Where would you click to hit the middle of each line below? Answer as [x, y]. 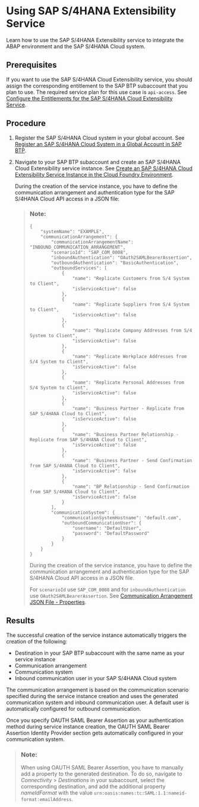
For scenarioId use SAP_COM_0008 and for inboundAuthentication [108, 589]
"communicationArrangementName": [92, 242]
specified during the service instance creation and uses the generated [92, 696]
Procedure [26, 123]
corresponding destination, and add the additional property [93, 786]
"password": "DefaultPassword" [111, 533]
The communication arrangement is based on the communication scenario [97, 690]
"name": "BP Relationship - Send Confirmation [131, 486]
